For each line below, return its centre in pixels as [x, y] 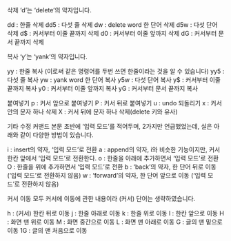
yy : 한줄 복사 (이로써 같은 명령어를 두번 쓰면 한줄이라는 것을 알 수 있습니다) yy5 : [116, 71]
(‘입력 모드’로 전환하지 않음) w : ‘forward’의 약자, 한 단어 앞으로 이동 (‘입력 [107, 175]
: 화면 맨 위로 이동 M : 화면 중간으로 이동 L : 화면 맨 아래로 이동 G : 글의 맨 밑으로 [115, 222]
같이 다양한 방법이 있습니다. [57, 135]
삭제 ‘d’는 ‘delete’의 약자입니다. [49, 10]
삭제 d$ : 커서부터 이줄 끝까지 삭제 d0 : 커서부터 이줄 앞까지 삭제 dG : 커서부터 [112, 33]
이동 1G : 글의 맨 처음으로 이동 [47, 230]
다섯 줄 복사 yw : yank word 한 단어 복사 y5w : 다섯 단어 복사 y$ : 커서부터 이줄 [114, 80]
